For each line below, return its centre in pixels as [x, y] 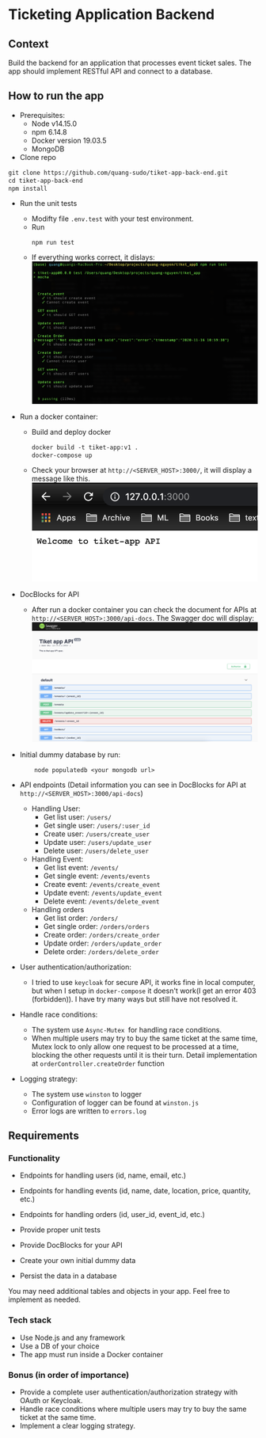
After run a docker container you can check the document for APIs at [144, 609]
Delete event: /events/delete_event [101, 901]
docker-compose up [62, 456]
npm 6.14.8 [49, 131]
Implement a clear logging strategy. [78, 1425]
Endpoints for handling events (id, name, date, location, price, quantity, [135, 1191]
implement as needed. [45, 1299]
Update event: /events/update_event [103, 892]
